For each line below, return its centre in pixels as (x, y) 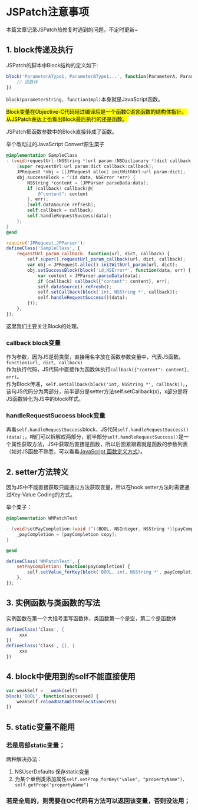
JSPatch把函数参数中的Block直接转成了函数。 (62, 132)
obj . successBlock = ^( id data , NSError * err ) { (76, 177)
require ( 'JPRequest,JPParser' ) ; (46, 243)
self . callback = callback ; (60, 210)
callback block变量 (33, 343)
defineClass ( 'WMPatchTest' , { (43, 561)
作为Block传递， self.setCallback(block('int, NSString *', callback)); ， (98, 384)
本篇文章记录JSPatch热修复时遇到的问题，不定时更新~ (72, 29)
